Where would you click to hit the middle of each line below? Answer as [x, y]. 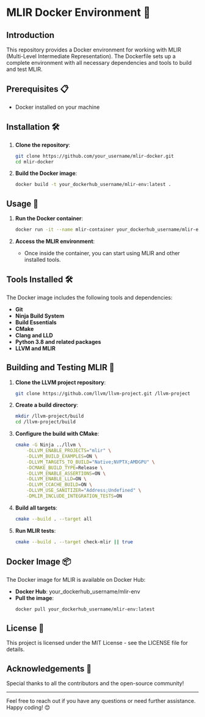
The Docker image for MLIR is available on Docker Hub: [76, 579]
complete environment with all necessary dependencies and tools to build [99, 63]
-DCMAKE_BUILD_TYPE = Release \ [65, 467]
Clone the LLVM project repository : [60, 382]
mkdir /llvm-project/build [49, 416]
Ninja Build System [40, 316]
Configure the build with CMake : [57, 434]
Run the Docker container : [49, 218]
